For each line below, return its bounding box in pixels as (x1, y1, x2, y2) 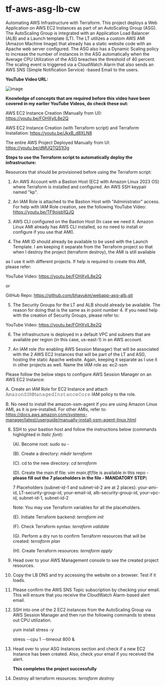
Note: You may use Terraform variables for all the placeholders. (12, 504, 141, 510)
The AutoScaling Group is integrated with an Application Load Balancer (5, 30, 149, 36)
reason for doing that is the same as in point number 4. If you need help (12, 307, 158, 313)
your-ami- (137, 484, 159, 490)
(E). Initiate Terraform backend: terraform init (12, 514, 104, 520)
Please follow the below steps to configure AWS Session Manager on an (5, 371, 152, 377)
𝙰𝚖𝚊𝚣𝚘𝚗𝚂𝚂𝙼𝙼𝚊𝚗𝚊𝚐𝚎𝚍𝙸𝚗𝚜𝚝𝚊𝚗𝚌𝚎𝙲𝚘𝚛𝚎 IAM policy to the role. (5, 391, 137, 397)
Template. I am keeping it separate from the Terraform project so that (12, 243, 153, 249)
